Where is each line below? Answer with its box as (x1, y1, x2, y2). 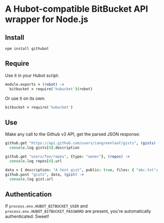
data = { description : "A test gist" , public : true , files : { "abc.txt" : (5, 167, 159, 172)
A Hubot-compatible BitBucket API (5, 3, 148, 15)
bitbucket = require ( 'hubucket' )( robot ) (9, 87, 93, 91)
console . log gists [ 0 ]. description (9, 145, 80, 150)
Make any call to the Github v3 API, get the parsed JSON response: (5, 131, 141, 137)
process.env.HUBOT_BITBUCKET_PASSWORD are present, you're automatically (5, 208, 151, 214)
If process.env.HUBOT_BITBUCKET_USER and (5, 203, 88, 209)
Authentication (5, 190, 52, 199)
